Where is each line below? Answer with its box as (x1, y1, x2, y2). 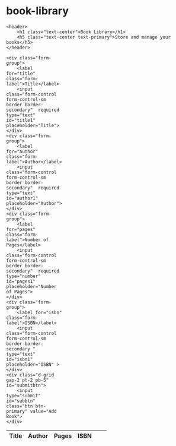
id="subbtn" (6, 398, 36, 404)
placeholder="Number (6, 283, 57, 289)
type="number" (6, 273, 41, 279)
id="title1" (6, 117, 36, 123)
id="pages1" (6, 278, 36, 284)
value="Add (30, 408, 57, 414)
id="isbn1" (6, 356, 33, 362)
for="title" (6, 70, 36, 77)
